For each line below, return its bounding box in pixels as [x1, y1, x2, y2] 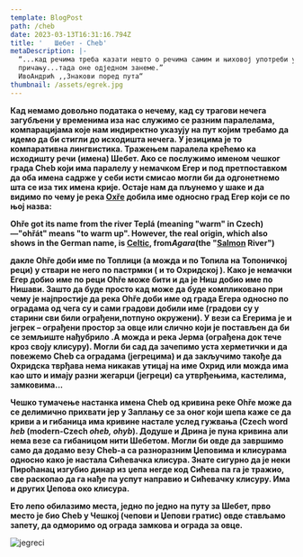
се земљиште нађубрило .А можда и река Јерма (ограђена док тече [10, 331, 282, 342]
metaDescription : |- [10, 47, 88, 56]
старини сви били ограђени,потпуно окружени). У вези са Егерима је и [10, 312, 292, 323]
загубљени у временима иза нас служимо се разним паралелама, [10, 114, 275, 125]
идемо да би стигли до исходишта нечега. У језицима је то [10, 133, 242, 144]
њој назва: [10, 200, 52, 212]
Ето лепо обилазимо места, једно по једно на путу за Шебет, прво [10, 500, 272, 511]
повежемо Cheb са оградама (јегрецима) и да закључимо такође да [10, 351, 282, 361]
